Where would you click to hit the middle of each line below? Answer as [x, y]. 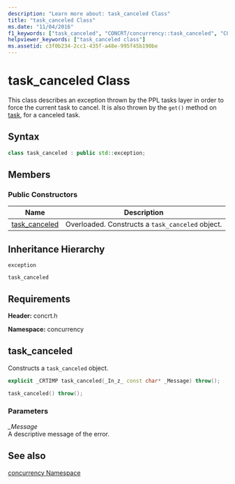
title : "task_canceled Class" [52, 20]
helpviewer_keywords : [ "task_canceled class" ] [77, 40]
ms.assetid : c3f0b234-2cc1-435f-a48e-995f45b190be [83, 46]
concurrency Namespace [44, 473]
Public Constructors [43, 194]
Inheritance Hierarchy [56, 249]
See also [27, 456]
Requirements [39, 299]
